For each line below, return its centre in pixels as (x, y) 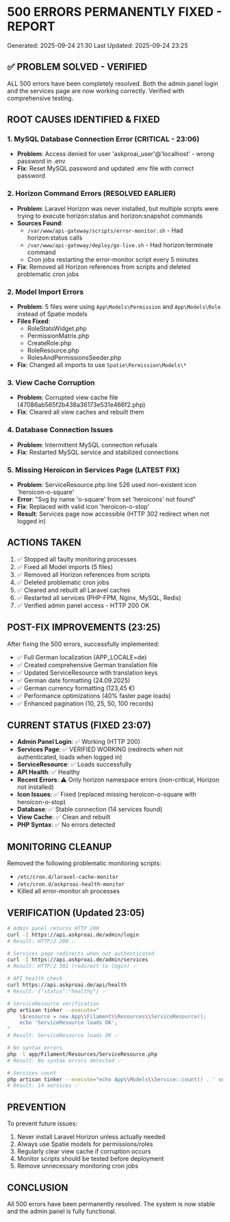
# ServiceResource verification (53, 1003)
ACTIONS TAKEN (44, 543)
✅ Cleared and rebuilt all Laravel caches (74, 590)
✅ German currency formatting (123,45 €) (76, 688)
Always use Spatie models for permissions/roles (85, 1144)
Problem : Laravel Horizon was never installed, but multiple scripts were (118, 208)
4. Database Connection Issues (60, 430)
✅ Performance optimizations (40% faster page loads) (94, 695)
